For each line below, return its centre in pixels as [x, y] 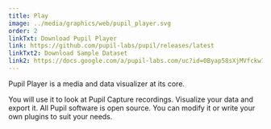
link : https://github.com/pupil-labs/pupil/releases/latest [112, 46]
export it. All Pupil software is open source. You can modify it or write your [132, 108]
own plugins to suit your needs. [60, 116]
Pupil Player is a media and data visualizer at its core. [97, 83]
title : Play [28, 16]
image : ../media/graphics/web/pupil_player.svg [90, 23]
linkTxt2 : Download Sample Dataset [68, 53]
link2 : [19, 61]
